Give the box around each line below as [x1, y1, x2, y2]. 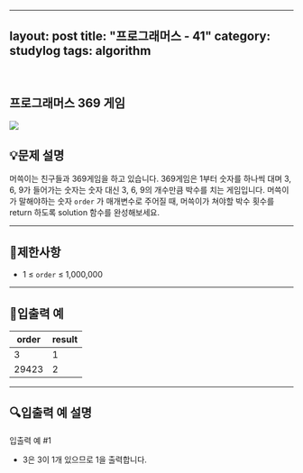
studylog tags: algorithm [9, 43, 151, 59]
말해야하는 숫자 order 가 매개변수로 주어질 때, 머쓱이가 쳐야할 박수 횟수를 [18, 196, 275, 207]
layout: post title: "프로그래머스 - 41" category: [9, 29, 271, 44]
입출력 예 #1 [9, 434, 51, 446]
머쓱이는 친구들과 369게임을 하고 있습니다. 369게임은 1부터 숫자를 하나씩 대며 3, [9, 173, 291, 185]
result [51, 333, 78, 346]
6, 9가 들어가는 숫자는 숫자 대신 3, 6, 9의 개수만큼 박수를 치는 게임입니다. [9, 185, 266, 196]
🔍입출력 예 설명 [9, 405, 93, 421]
